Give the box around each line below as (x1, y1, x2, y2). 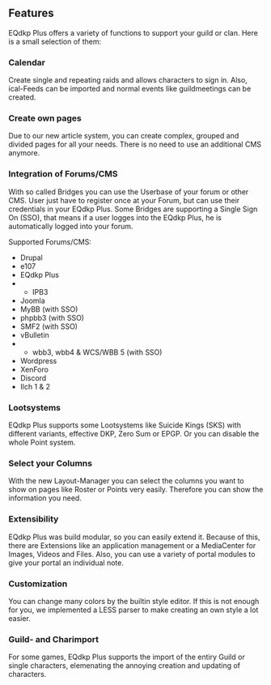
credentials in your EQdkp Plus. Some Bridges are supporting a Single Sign (8, 204, 258, 214)
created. (8, 92, 36, 102)
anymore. (8, 148, 40, 158)
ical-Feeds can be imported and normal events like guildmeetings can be (8, 84, 252, 94)
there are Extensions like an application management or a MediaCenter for (8, 540, 256, 550)
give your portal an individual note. (8, 558, 124, 568)
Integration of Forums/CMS (8, 168, 119, 180)
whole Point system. (8, 437, 76, 447)
